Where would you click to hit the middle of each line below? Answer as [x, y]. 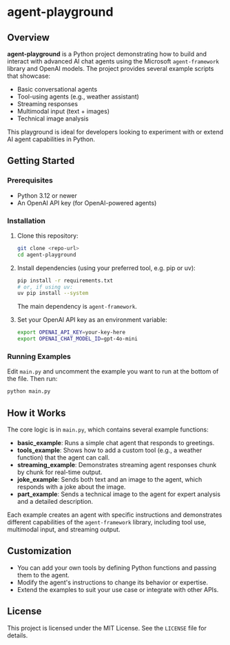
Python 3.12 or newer [47, 195]
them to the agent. [43, 575]
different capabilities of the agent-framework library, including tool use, [107, 522]
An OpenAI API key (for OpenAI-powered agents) [87, 203]
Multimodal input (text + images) [63, 111]
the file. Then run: [32, 379]
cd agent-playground [46, 255]
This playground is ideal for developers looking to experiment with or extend [115, 132]
